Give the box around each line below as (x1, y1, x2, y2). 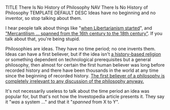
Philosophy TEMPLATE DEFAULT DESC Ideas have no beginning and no (5, 10, 156, 16)
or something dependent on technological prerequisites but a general (5, 57, 152, 63)
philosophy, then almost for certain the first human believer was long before (5, 62, 165, 68)
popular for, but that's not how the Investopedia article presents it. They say (5, 94, 165, 99)
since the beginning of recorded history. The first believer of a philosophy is (5, 73, 165, 78)
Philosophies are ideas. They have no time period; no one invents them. (5, 46, 156, 51)
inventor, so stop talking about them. (5, 15, 82, 21)
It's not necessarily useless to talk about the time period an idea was (5, 88, 150, 94)
